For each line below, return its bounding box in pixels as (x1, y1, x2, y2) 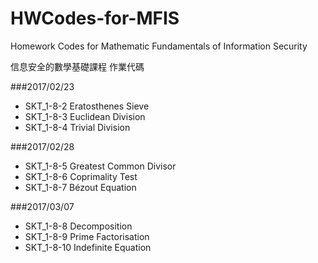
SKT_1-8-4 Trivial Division (24, 121, 131, 133)
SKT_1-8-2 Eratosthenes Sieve (24, 100, 150, 112)
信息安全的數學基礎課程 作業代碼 (10, 60, 145, 72)
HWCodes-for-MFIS (10, 7, 180, 30)
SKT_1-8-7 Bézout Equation (24, 181, 137, 193)
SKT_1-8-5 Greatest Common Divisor (24, 160, 177, 172)
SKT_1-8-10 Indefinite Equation (24, 241, 152, 253)
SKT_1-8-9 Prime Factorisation (24, 230, 150, 242)
